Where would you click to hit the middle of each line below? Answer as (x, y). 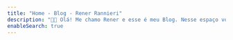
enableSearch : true (35, 26)
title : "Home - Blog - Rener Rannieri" (65, 13)
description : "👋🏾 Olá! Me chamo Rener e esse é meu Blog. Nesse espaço (113, 20)
